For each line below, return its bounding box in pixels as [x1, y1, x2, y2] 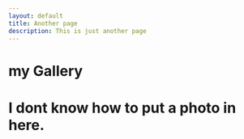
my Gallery [8, 61, 83, 80]
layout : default [8, 11, 63, 20]
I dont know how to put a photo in [8, 99, 237, 117]
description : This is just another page [8, 27, 148, 35]
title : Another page [8, 19, 79, 27]
